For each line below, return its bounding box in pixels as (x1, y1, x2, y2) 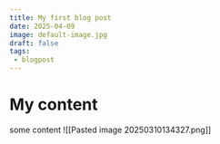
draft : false (9, 38, 59, 48)
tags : (9, 47, 30, 56)
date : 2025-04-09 (9, 22, 75, 31)
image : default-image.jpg (9, 30, 107, 39)
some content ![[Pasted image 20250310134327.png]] (9, 124, 212, 135)
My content (9, 94, 98, 115)
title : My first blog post (9, 13, 112, 23)
